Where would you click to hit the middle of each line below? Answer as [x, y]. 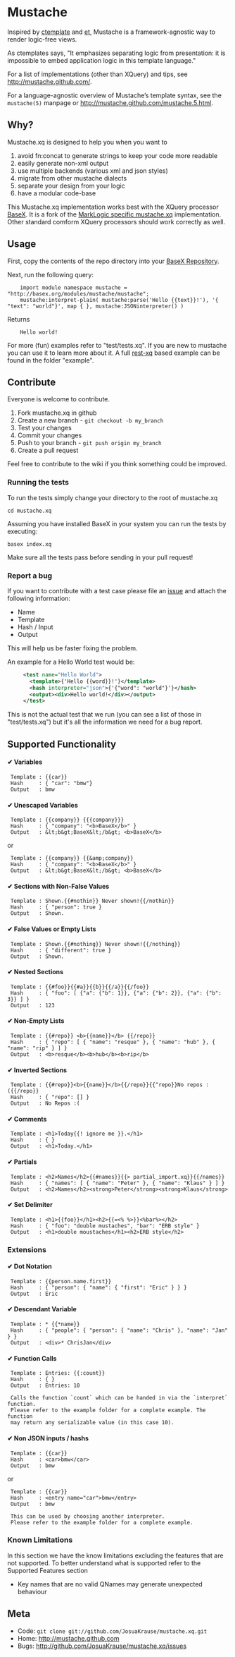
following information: [39, 598]
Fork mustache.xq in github [57, 413]
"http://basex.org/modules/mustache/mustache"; [78, 293]
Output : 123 [32, 1005]
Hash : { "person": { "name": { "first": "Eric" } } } [99, 1287]
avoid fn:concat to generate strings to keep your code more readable [118, 155]
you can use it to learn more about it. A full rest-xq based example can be [114, 353]
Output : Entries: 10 [45, 1386]
